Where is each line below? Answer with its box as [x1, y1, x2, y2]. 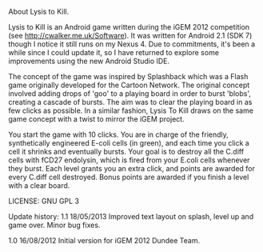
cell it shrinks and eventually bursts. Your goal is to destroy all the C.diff [8, 147, 245, 156]
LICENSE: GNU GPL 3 [8, 196, 80, 206]
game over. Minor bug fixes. [8, 220, 101, 230]
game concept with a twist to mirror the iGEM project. [8, 114, 185, 123]
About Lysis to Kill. [8, 7, 70, 16]
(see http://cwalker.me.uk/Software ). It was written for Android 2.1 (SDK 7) [8, 31, 253, 40]
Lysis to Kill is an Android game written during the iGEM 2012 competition [8, 22, 250, 31]
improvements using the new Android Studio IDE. [8, 56, 170, 66]
